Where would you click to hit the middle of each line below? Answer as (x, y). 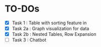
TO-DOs (22, 9)
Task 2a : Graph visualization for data (51, 29)
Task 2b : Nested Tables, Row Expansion (54, 34)
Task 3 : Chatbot (29, 40)
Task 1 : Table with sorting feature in (49, 23)
